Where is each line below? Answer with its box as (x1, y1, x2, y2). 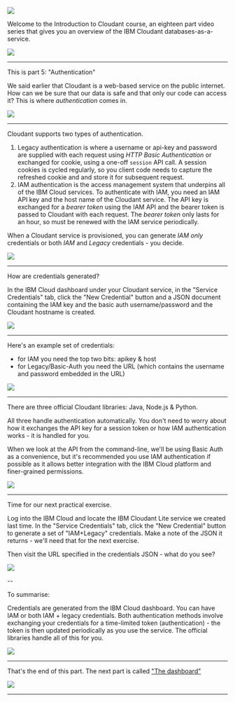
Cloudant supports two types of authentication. (7, 130, 143, 138)
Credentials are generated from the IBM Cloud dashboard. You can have (7, 604, 215, 612)
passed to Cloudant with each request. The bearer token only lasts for (17, 210, 220, 219)
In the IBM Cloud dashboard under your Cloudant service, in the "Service (7, 286, 218, 294)
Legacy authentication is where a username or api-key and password (17, 144, 218, 151)
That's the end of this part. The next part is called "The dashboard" (7, 667, 201, 675)
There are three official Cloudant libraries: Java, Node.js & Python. (7, 403, 198, 411)
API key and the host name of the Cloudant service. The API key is (17, 195, 208, 203)
